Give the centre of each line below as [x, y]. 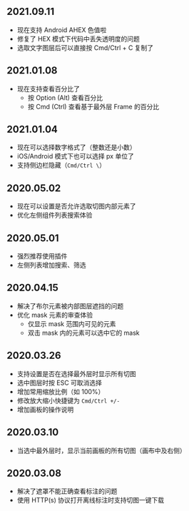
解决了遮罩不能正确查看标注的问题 [67, 491]
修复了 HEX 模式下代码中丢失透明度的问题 [78, 39]
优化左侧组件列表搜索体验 [55, 215]
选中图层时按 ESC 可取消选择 [60, 383]
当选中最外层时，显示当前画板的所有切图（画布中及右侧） [101, 450]
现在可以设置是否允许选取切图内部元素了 [76, 206]
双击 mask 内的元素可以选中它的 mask [83, 333]
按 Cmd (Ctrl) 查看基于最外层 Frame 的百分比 [93, 106]
